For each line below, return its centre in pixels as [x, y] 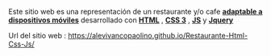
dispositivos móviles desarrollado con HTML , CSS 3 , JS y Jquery [121, 20]
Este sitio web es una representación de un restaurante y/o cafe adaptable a [135, 12]
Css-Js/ [21, 44]
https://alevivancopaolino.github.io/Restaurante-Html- [158, 36]
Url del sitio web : [38, 36]
